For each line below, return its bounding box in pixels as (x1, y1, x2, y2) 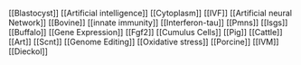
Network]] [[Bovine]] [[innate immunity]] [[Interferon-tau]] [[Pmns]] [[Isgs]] (8, 17, 288, 28)
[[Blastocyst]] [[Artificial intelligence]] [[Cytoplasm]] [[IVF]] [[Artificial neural (8, 8, 293, 18)
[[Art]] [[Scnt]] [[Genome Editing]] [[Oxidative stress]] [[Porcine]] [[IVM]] (8, 36, 279, 47)
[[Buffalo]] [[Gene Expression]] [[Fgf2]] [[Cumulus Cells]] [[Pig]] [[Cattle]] (8, 27, 283, 37)
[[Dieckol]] (8, 46, 49, 57)
